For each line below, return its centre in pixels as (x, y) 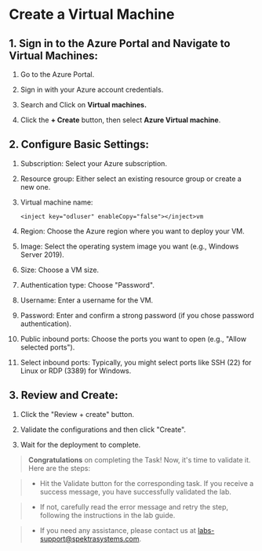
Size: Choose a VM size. (60, 270)
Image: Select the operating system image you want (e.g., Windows (129, 246)
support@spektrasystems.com (89, 538)
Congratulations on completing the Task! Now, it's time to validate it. (139, 459)
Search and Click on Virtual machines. (84, 105)
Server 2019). (42, 254)
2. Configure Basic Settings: (79, 145)
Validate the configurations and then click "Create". (103, 430)
